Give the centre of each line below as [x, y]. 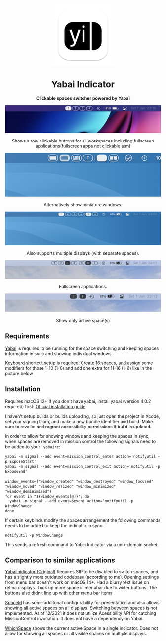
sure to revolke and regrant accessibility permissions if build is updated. [78, 427]
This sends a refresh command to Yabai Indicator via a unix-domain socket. [82, 544]
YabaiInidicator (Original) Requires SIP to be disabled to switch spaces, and [82, 572]
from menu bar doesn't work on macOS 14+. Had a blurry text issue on [77, 582]
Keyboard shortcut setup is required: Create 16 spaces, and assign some [79, 363]
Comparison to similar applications [60, 560]
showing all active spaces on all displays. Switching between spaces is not [81, 608]
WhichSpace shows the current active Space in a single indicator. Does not [82, 628]
